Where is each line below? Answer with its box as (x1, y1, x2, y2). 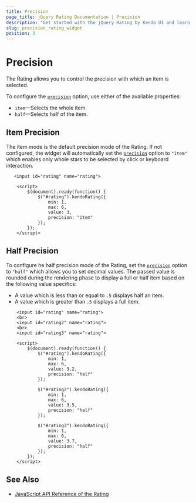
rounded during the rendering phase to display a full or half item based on (6, 274, 185, 281)
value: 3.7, (48, 438, 77, 444)
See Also (6, 475, 39, 485)
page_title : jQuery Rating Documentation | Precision (6, 14, 141, 20)
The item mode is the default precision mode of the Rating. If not (6, 143, 163, 150)
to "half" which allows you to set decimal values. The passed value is (6, 268, 175, 275)
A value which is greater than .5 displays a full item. (14, 298, 140, 305)
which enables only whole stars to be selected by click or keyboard (6, 155, 169, 162)
